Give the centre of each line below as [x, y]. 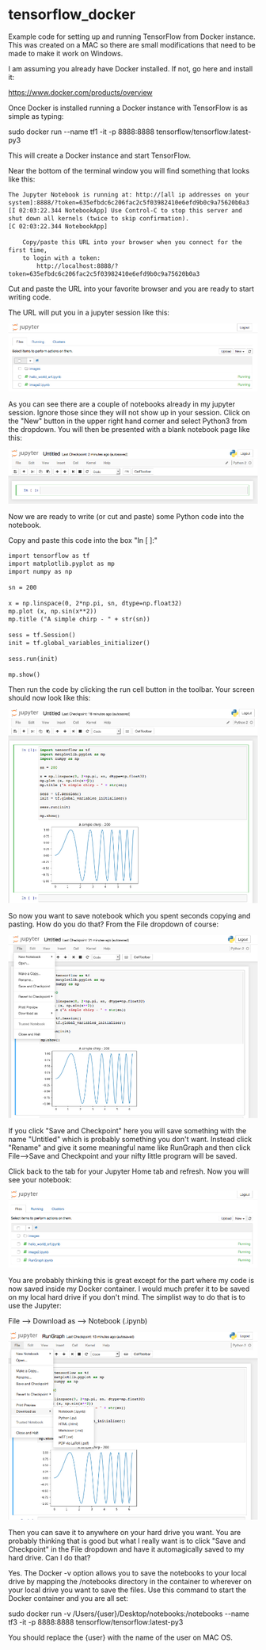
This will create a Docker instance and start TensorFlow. [100, 155]
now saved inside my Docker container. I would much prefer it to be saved [129, 1289]
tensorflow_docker [72, 15]
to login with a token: [62, 258]
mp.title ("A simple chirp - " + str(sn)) [79, 619]
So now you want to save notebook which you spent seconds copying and [129, 916]
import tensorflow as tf [49, 556]
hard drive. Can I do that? [49, 1557]
